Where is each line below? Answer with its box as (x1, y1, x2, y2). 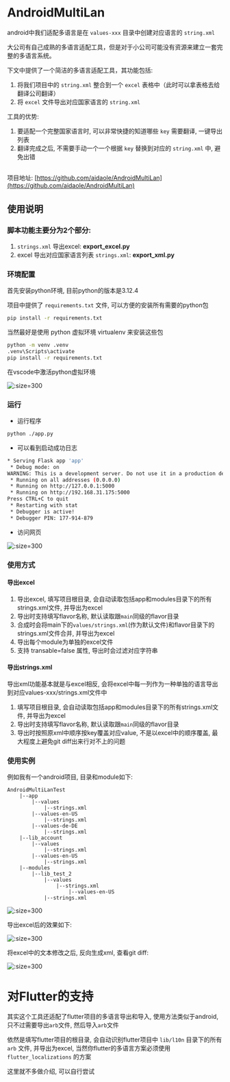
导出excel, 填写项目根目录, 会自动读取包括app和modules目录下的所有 (16, 594, 212, 603)
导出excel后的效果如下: (7, 921, 72, 929)
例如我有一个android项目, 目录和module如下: (7, 773, 133, 781)
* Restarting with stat (10, 502, 78, 509)
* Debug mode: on (10, 464, 60, 470)
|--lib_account (19, 834, 63, 841)
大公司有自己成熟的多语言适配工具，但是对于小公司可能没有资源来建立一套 (7, 43, 217, 51)
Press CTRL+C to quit (7, 496, 69, 503)
